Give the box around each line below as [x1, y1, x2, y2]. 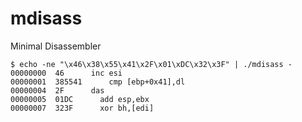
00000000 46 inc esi [10, 68, 123, 78]
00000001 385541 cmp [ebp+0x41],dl [10, 77, 186, 87]
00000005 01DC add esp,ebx [10, 94, 150, 104]
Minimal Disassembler [10, 40, 102, 52]
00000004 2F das [10, 85, 105, 96]
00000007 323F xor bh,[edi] [10, 103, 155, 113]
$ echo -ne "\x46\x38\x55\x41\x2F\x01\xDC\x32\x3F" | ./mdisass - [10, 59, 293, 69]
